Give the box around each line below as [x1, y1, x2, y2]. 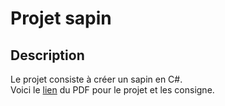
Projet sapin [10, 7, 112, 30]
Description [10, 47, 85, 64]
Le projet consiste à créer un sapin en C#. [10, 73, 183, 85]
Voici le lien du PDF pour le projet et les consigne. [10, 84, 215, 96]
